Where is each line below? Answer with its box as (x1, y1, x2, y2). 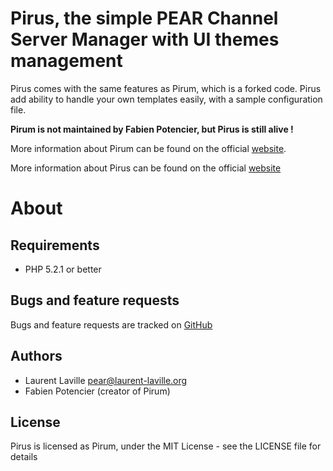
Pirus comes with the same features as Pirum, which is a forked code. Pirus (10, 82, 322, 94)
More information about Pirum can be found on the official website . (10, 142, 287, 154)
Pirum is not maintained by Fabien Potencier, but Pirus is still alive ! (10, 123, 294, 135)
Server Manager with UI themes (10, 28, 280, 51)
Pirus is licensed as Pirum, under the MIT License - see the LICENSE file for (10, 440, 322, 452)
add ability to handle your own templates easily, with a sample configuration (10, 93, 323, 105)
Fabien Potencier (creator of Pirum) (24, 385, 171, 397)
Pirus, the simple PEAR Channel (10, 7, 279, 30)
